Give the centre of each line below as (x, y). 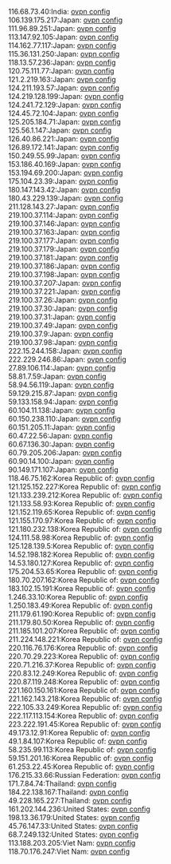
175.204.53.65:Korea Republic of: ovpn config (83, 571)
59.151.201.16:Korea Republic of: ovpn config (81, 758)
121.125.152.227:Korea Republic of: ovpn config (85, 487)
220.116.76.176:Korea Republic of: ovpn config (83, 648)
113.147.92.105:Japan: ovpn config (64, 37)
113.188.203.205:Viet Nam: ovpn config (72, 843)
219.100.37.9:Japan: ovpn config (61, 334)
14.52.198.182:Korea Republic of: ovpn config (82, 555)
